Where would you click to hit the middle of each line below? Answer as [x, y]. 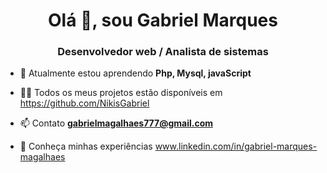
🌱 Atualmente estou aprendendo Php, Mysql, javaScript [135, 73]
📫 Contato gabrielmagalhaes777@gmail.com [116, 123]
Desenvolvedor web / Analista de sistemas [163, 52]
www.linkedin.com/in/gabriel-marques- [236, 146]
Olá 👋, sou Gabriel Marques [163, 20]
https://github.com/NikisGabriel [84, 103]
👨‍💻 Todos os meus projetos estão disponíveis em [121, 93]
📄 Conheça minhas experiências [86, 146]
